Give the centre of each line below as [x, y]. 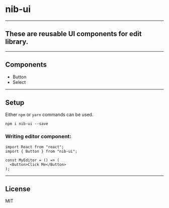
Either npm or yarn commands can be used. [49, 115]
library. [17, 42]
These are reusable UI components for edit [73, 34]
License [18, 189]
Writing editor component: [38, 137]
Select [19, 82]
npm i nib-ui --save [27, 124]
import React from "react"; [35, 147]
